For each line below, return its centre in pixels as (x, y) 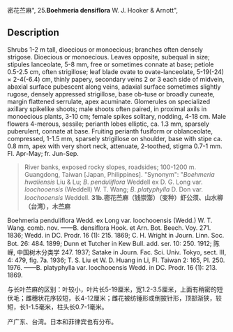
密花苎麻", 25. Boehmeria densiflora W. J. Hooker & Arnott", (93, 10)
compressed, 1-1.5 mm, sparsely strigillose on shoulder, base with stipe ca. (115, 138)
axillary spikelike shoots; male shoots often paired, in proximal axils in (107, 109)
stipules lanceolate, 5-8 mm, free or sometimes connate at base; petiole (111, 64)
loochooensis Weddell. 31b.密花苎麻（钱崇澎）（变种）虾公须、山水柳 (123, 197)
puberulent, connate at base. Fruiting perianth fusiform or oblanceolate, (110, 131)
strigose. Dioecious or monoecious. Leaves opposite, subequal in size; (109, 57)
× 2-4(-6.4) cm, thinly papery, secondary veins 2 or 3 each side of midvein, (116, 79)
